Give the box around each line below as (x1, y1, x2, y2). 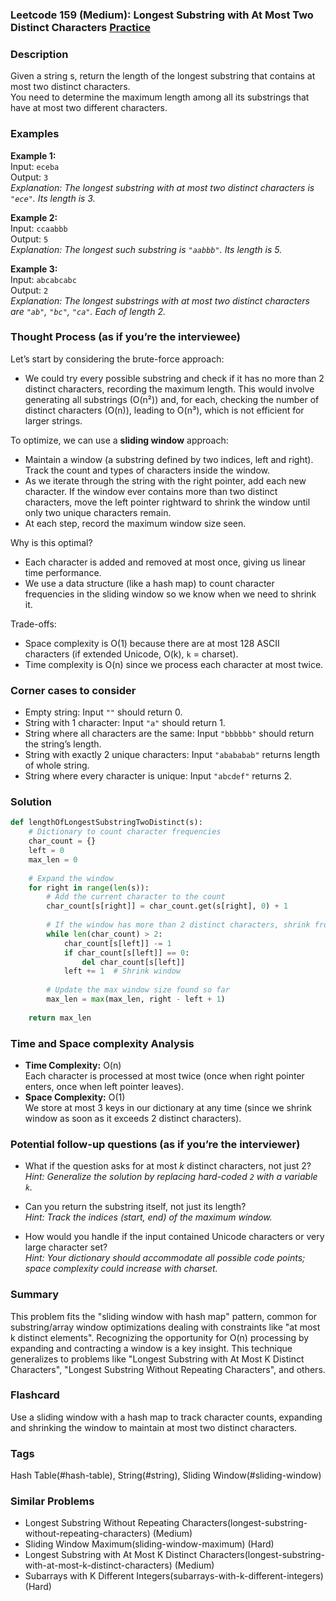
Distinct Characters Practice (10, 20, 152, 34)
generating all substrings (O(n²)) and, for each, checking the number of (24, 393, 320, 405)
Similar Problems (10, 1494, 95, 1508)
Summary (10, 1288, 60, 1302)
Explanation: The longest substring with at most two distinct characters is (10, 181, 315, 193)
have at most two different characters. (10, 102, 168, 114)
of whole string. (24, 759, 90, 772)
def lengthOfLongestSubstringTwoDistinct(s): (10, 818, 203, 828)
